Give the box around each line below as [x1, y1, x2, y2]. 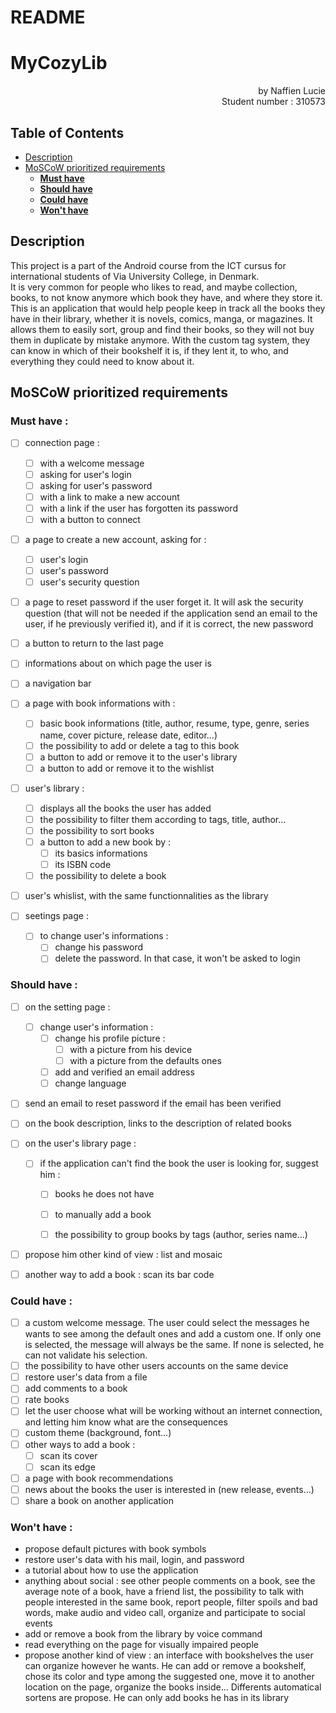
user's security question [39, 576, 140, 588]
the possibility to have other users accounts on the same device [24, 1360, 289, 1372]
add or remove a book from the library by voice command [24, 1628, 263, 1640]
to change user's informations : [39, 930, 169, 942]
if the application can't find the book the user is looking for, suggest [39, 1157, 319, 1170]
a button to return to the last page [24, 637, 164, 650]
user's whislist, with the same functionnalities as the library [24, 890, 269, 902]
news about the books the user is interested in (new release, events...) [24, 1483, 315, 1495]
